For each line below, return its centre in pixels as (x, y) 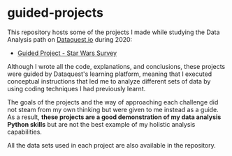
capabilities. (24, 132)
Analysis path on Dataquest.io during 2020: (70, 39)
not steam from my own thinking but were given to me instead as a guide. (113, 109)
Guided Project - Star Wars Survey (67, 53)
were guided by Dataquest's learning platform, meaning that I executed (110, 74)
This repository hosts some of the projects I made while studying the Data (114, 32)
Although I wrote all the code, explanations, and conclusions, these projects (116, 66)
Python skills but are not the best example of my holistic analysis (101, 124)
